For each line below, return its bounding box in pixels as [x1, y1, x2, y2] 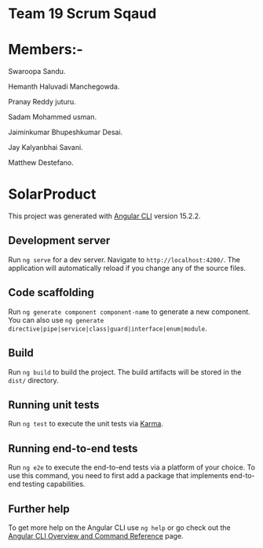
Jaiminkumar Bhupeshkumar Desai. [8, 127, 123, 137]
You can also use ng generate [8, 315, 104, 324]
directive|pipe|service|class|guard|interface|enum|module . [8, 323, 207, 333]
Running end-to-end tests [8, 441, 138, 455]
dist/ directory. [8, 375, 59, 385]
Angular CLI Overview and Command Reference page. [8, 531, 184, 540]
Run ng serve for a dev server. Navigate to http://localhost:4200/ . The [8, 254, 241, 264]
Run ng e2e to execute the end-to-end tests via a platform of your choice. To [8, 462, 256, 472]
